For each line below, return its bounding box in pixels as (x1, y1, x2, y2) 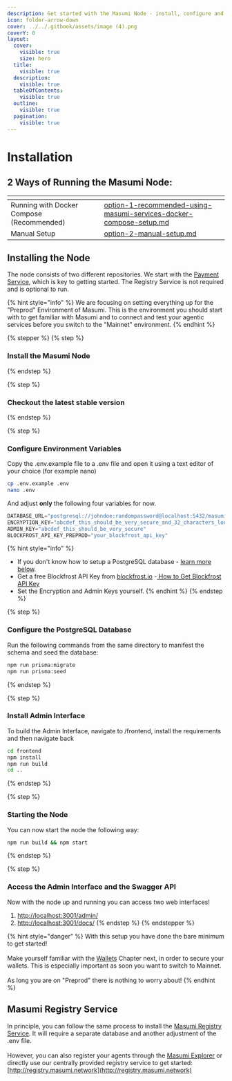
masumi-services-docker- (104, 209, 193, 218)
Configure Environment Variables (7, 444, 122, 453)
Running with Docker (10, 200, 79, 209)
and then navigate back (7, 734, 75, 742)
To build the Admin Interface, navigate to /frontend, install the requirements (7, 726, 222, 735)
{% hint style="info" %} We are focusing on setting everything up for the (7, 299, 214, 307)
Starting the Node (7, 810, 68, 820)
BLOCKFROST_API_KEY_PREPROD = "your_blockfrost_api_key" (7, 532, 168, 539)
